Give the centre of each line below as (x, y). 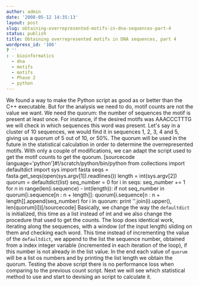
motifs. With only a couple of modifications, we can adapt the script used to (99, 151)
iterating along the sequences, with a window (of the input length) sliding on (99, 226)
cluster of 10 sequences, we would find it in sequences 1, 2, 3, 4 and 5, (93, 132)
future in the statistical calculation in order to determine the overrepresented (99, 144)
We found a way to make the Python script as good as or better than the (94, 100)
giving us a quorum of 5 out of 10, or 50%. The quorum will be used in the (97, 138)
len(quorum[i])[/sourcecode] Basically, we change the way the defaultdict (98, 207)
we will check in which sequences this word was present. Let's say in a (93, 125)
